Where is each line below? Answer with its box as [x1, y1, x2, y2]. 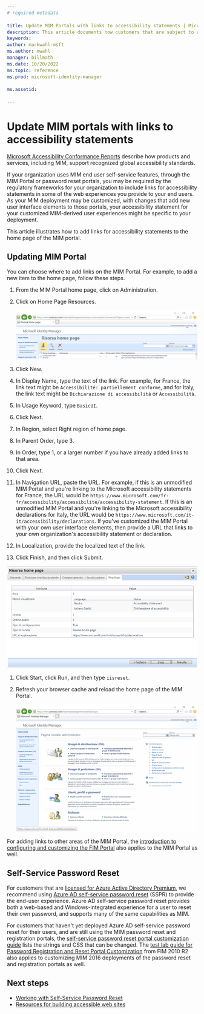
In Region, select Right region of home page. [15, 425, 127, 432]
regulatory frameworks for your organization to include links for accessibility [7, 184, 197, 191]
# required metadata [7, 10, 59, 16]
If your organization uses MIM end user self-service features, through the [7, 170, 190, 178]
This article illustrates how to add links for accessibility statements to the [7, 227, 188, 235]
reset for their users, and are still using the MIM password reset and [7, 928, 176, 935]
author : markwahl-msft [7, 42, 64, 48]
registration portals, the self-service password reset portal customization [7, 935, 189, 942]
